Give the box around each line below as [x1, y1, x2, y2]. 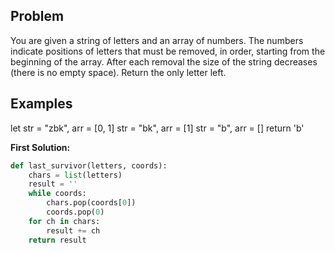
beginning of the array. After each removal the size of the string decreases [10, 55, 318, 68]
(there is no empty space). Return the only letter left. [10, 66, 227, 78]
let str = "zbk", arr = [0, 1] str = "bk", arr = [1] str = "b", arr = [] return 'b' [10, 122, 305, 134]
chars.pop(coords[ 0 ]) [46, 198, 137, 208]
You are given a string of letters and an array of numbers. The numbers [10, 34, 304, 46]
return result [28, 235, 87, 245]
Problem [10, 8, 65, 25]
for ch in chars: [28, 216, 101, 226]
